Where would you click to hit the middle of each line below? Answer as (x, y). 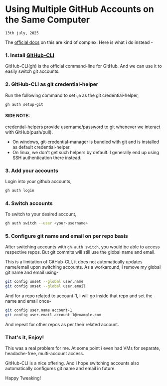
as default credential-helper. (41, 147)
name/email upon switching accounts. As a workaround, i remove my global (83, 267)
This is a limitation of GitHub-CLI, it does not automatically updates (74, 262)
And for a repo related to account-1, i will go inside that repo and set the (79, 296)
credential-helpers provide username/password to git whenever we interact (83, 127)
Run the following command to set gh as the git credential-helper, (72, 95)
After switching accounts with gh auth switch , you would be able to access (83, 247)
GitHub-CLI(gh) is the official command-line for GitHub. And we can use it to (83, 66)
